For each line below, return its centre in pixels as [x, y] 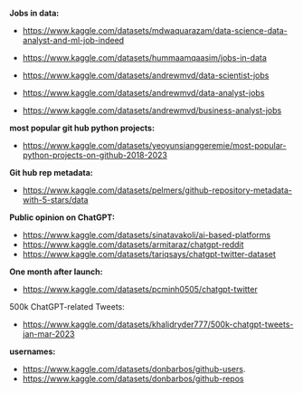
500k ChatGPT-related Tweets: [67, 307]
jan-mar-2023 [48, 334]
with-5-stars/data [55, 200]
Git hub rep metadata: [51, 173]
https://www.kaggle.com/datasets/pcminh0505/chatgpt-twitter [140, 289]
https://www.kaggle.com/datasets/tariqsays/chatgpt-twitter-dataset [149, 254]
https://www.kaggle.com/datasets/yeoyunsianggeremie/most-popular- [154, 145]
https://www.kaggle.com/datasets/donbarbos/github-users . [134, 369]
